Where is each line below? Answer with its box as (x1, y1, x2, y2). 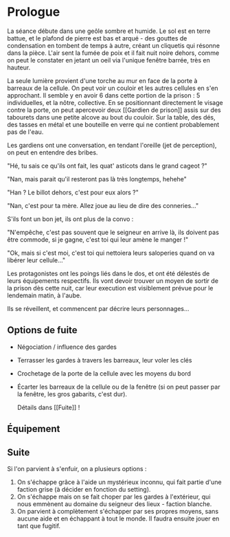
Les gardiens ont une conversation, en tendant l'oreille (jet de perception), (7, 141, 218, 149)
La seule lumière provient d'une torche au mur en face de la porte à (7, 76, 198, 84)
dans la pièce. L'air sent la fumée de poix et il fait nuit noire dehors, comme (7, 49, 220, 57)
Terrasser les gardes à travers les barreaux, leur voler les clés (16, 356, 192, 364)
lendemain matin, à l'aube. (7, 291, 82, 299)
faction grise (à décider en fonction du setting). (16, 485, 151, 493)
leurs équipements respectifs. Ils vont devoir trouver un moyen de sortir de (7, 276, 218, 285)
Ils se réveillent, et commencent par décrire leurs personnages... (7, 304, 190, 312)
